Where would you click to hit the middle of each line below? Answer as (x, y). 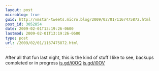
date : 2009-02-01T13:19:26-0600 (39, 29)
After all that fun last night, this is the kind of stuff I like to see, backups (80, 57)
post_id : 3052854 (24, 24)
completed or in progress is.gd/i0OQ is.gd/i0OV (55, 63)
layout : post (19, 10)
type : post (17, 39)
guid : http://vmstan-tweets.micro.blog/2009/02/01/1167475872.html (78, 19)
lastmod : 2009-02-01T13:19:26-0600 (43, 33)
